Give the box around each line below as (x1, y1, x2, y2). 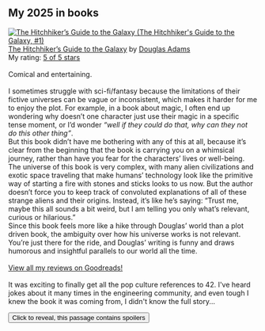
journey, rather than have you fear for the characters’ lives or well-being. (8, 154, 245, 163)
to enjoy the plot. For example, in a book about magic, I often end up (8, 103, 231, 112)
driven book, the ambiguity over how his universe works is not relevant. (8, 229, 241, 238)
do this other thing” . (8, 128, 74, 138)
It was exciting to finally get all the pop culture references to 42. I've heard (8, 280, 251, 289)
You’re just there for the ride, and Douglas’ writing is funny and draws (8, 238, 235, 247)
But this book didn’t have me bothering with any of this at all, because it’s (8, 136, 247, 146)
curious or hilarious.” (8, 212, 76, 222)
